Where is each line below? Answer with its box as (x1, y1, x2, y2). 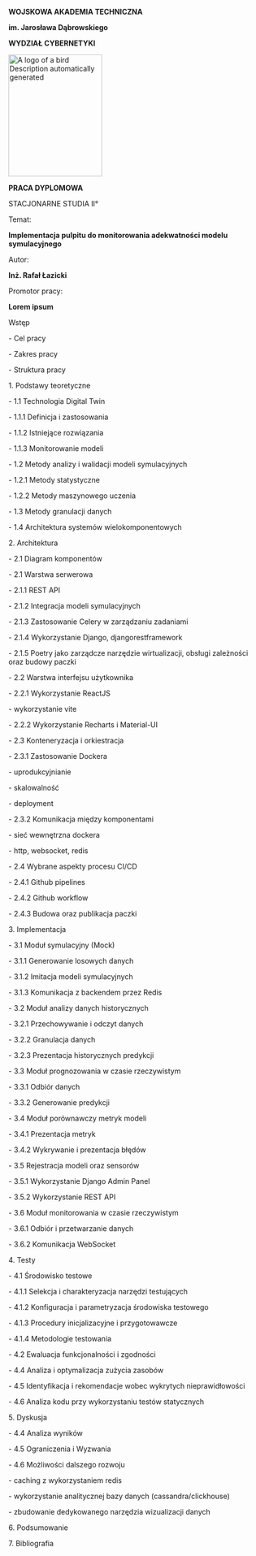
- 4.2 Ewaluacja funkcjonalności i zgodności (8, 1349, 156, 1359)
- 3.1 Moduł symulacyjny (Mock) (8, 940, 115, 950)
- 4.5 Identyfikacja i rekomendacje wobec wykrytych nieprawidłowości (8, 1380, 245, 1390)
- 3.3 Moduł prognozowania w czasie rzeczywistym (8, 1066, 181, 1076)
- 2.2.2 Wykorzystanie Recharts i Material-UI (8, 719, 158, 730)
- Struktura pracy (8, 365, 67, 375)
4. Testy (8, 1255, 36, 1264)
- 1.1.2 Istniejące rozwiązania (8, 427, 104, 437)
